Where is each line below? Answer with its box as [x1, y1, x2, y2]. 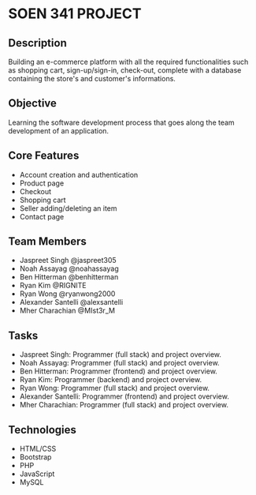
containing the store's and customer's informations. [8, 74, 176, 83]
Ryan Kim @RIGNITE [19, 281, 87, 291]
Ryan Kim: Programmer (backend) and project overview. [19, 375, 202, 384]
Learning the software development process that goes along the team [8, 118, 235, 127]
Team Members [8, 234, 87, 249]
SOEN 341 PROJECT [8, 5, 142, 23]
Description [8, 36, 67, 50]
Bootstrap [19, 452, 52, 462]
